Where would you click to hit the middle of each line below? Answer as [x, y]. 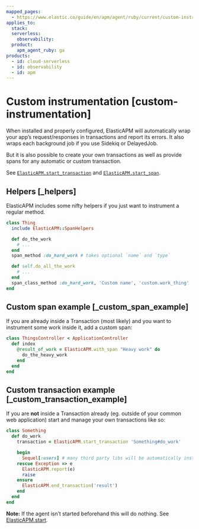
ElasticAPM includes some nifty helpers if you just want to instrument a [93, 206]
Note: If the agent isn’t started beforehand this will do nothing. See [88, 514]
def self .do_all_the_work [44, 267]
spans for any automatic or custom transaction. [64, 161]
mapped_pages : [24, 12]
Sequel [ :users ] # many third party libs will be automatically [102, 458]
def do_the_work [31, 239]
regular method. [26, 212]
